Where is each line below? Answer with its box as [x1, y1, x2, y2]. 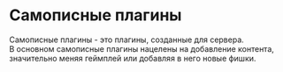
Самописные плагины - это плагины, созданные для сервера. [9, 34, 245, 45]
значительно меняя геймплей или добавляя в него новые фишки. [9, 53, 256, 63]
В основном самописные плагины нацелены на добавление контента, [9, 43, 274, 54]
